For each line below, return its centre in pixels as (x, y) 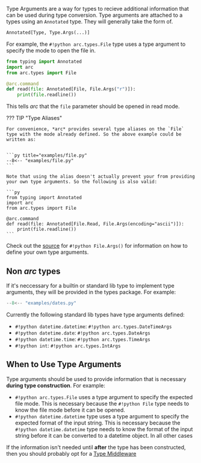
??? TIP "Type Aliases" (34, 118)
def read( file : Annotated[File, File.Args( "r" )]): (71, 89)
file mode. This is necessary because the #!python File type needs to (102, 403)
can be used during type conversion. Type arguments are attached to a (94, 15)
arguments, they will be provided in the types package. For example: (91, 292)
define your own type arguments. (48, 252)
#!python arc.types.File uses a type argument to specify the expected (104, 397)
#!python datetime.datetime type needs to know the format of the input (104, 429)
